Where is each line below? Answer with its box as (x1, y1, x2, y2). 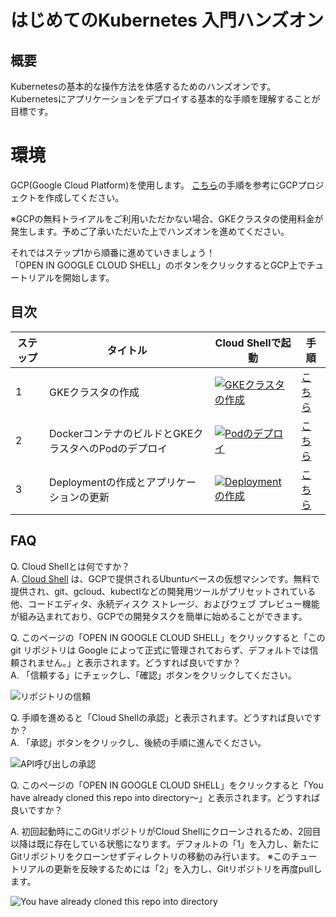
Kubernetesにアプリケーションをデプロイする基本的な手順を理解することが (10, 93, 321, 105)
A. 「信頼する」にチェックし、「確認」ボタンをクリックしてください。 (10, 669, 297, 681)
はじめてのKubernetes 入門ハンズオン (10, 9, 325, 32)
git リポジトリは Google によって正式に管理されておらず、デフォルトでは (10, 644, 310, 656)
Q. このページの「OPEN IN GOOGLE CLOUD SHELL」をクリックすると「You (10, 779, 324, 791)
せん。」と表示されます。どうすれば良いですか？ (44, 656, 242, 668)
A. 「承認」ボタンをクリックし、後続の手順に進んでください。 (10, 736, 267, 748)
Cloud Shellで (214, 336, 282, 350)
